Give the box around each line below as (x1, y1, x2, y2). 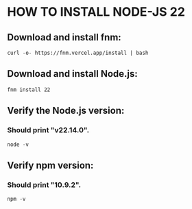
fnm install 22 (7, 86, 51, 93)
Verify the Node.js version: (7, 105, 125, 116)
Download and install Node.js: (7, 68, 139, 79)
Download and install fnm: (7, 32, 121, 43)
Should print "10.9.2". (7, 180, 82, 189)
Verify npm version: (7, 159, 94, 171)
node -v (7, 141, 29, 148)
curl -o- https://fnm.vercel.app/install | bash (7, 49, 149, 56)
